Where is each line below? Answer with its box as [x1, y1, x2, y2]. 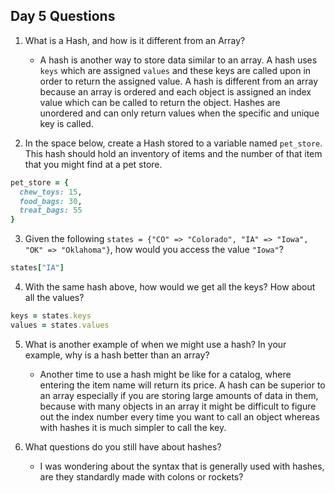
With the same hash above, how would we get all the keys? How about [24, 281, 316, 293]
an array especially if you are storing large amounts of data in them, [39, 389, 319, 401]
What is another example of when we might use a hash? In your [24, 338, 287, 350]
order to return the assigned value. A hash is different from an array [39, 75, 319, 87]
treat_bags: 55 [19, 205, 83, 216]
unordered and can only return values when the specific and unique [39, 107, 320, 119]
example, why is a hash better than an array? [24, 349, 210, 361]
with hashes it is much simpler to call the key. [39, 421, 227, 433]
